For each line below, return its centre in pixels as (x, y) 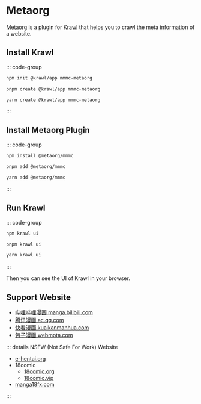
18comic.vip (39, 378)
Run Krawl (26, 208)
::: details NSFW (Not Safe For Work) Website (62, 347)
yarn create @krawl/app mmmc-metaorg (53, 100)
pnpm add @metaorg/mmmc (36, 167)
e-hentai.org (30, 359)
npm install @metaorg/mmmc (40, 156)
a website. (19, 33)
